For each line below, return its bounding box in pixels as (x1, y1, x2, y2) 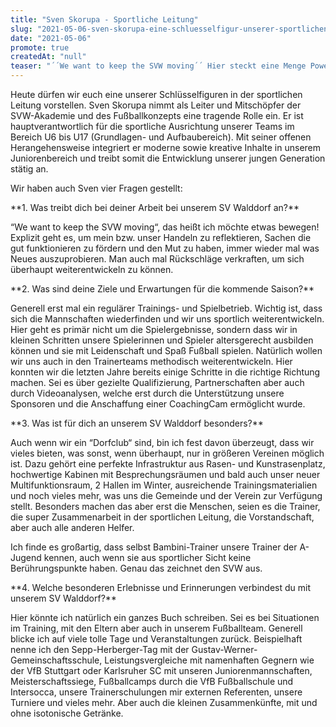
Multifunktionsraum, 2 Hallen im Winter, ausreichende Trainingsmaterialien (10, 479, 318, 491)
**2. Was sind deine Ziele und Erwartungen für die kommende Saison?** (10, 283, 315, 295)
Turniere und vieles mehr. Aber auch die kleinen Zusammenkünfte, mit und (10, 697, 318, 708)
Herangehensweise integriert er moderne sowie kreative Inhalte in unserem (10, 142, 322, 153)
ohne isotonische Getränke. (10, 707, 124, 719)
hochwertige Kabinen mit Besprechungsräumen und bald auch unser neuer (10, 469, 321, 480)
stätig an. (10, 163, 49, 175)
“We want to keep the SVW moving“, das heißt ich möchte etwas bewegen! (10, 221, 320, 233)
